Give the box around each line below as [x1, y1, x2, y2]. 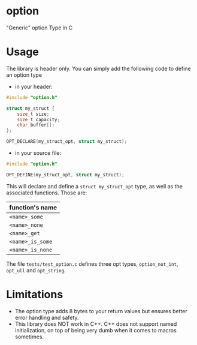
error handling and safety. [14, 314, 79, 321]
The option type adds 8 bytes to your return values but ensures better [14, 307, 187, 314]
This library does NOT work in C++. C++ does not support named [14, 320, 177, 328]
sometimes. [14, 333, 44, 340]
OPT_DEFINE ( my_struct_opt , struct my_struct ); [6, 172, 125, 178]
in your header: [14, 83, 53, 90]
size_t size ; [17, 111, 50, 117]
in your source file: [14, 149, 62, 157]
